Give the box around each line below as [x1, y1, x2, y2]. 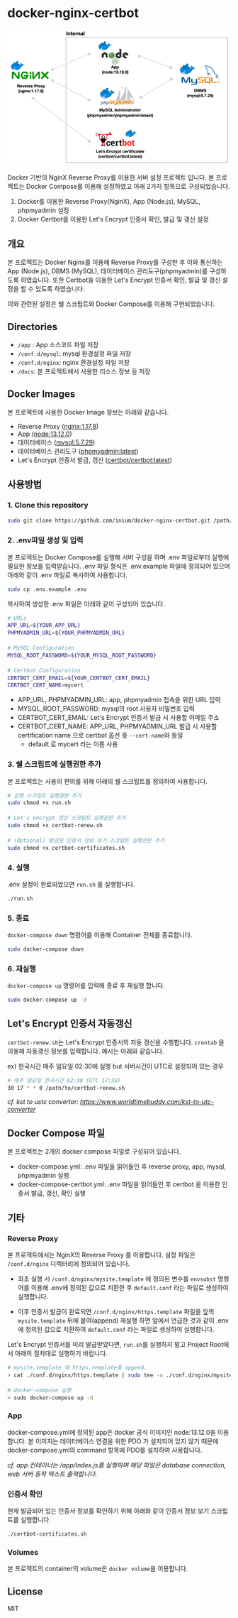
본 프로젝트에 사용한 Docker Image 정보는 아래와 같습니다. [7, 408, 169, 416]
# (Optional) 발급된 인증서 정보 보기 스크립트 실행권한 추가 [7, 836, 165, 844]
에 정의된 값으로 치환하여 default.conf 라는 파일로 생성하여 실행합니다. [17, 1325, 215, 1334]
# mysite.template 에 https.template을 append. [7, 1365, 147, 1372]
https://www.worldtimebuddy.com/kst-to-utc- [80, 1097, 215, 1105]
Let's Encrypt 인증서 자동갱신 [7, 1017, 132, 1030]
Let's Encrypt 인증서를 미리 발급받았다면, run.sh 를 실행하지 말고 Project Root [7, 1340, 224, 1349]
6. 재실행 [7, 963, 37, 973]
